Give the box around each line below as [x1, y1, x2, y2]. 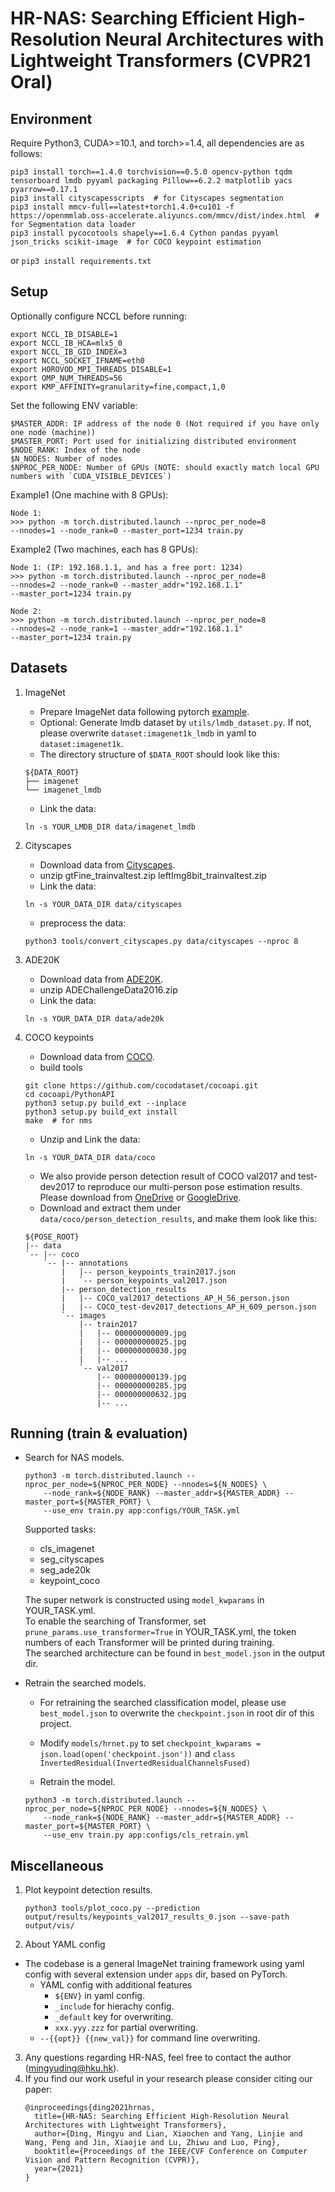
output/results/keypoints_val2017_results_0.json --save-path [24, 1912, 290, 1922]
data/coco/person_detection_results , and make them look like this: [39, 1212, 318, 1224]
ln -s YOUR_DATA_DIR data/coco [24, 1152, 156, 1162]
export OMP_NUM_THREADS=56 [10, 373, 123, 383]
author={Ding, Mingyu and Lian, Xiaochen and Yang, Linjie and [34, 2129, 303, 2139]
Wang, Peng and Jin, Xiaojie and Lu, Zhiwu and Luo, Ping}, [24, 2138, 281, 2148]
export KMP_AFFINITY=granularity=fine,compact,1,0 [10, 382, 226, 392]
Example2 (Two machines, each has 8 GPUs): [10, 543, 198, 555]
